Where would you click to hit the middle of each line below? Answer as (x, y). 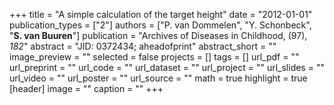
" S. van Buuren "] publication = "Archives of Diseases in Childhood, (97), (158, 35)
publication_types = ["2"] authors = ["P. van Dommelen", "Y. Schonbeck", (160, 25)
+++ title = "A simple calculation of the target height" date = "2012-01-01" (161, 14)
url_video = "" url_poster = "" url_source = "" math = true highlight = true (158, 78)
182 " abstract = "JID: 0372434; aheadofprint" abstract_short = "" (143, 46)
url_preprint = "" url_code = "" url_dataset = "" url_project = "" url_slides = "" (167, 67)
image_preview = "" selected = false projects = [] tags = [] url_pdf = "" (154, 57)
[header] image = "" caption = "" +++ (86, 88)
